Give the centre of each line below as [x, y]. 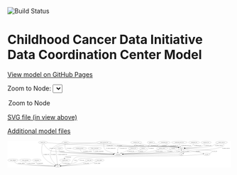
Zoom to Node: [29, 88]
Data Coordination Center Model [105, 55]
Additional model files [39, 131]
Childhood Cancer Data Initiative [105, 40]
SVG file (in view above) [43, 117]
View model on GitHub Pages [50, 74]
